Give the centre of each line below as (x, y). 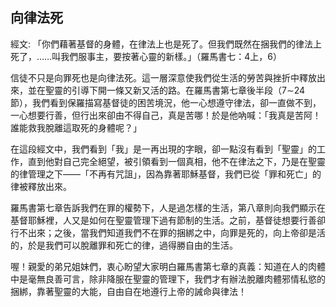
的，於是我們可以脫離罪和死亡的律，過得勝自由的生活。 (124, 245)
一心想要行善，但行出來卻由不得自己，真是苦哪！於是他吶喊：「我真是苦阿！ (166, 115)
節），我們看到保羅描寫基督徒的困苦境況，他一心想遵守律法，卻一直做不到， (166, 102)
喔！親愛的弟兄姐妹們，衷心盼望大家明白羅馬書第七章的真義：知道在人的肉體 (168, 266)
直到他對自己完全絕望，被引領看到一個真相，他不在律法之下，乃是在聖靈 (176, 161)
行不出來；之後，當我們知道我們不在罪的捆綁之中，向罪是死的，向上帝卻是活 (168, 232)
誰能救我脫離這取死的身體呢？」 (76, 127)
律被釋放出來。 (41, 186)
